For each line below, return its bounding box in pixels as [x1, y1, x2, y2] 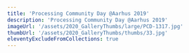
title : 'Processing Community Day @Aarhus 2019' [7, 10, 150, 17]
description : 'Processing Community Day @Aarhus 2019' [7, 17, 168, 23]
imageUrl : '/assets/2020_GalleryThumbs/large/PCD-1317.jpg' [7, 23, 184, 30]
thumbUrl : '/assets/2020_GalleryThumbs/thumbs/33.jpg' [7, 29, 168, 36]
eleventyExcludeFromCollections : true [7, 36, 119, 43]
